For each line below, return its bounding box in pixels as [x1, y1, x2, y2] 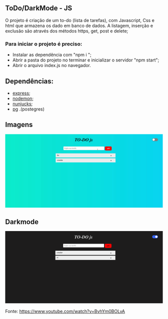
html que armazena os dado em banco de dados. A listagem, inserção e [5, 22, 153, 28]
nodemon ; [12, 95, 34, 101]
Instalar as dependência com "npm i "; [12, 52, 91, 58]
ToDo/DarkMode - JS [5, 4, 72, 12]
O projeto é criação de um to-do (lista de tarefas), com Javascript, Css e [5, 17, 155, 23]
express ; [12, 90, 31, 96]
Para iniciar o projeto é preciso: [5, 40, 82, 47]
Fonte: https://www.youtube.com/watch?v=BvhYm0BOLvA [5, 308, 125, 314]
